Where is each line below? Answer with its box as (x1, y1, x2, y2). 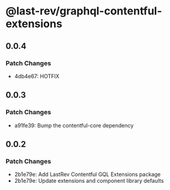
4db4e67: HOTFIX (14, 72, 59, 79)
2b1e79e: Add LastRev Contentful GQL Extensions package (14, 171, 161, 178)
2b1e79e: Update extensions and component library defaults (14, 177, 164, 185)
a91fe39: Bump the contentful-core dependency (14, 121, 134, 129)
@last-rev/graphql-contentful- (5, 4, 162, 18)
